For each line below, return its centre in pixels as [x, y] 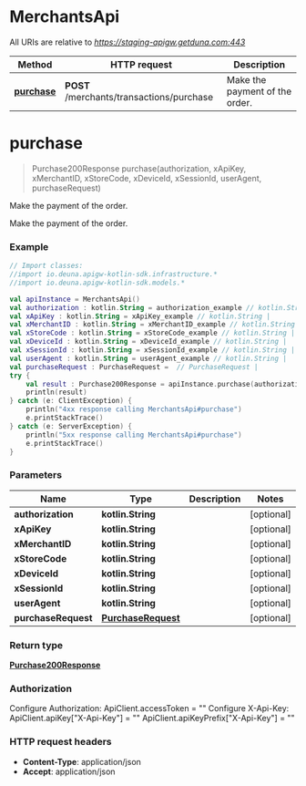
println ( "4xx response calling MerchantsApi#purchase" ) [134, 409]
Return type [36, 645]
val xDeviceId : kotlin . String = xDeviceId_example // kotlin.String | [148, 342]
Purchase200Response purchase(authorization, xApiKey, [139, 168]
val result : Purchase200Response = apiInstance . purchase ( [140, 384]
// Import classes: [46, 266]
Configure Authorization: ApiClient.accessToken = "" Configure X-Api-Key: [149, 708]
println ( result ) [57, 393]
